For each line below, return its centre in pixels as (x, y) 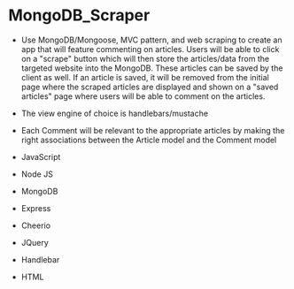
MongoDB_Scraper (79, 15)
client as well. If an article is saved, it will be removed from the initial (145, 77)
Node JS (37, 174)
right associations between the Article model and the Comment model (149, 140)
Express (36, 208)
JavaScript (41, 156)
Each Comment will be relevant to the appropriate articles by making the (153, 130)
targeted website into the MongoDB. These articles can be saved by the (152, 68)
